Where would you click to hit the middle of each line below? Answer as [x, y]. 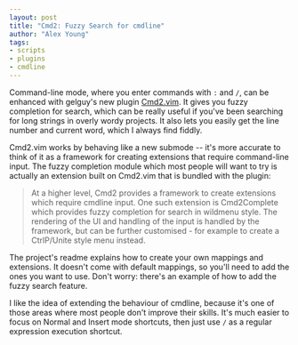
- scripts [28, 51]
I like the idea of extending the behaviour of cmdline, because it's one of [142, 302]
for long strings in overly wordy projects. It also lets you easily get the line [145, 120]
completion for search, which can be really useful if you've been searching [146, 111]
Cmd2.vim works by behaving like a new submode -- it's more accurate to [145, 147]
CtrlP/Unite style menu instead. [88, 240]
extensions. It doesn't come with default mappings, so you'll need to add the [149, 267]
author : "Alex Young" [49, 34]
